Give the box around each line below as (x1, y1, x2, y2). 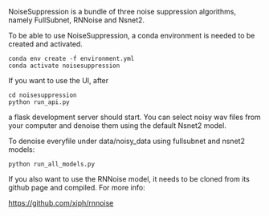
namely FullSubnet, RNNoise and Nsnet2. (8, 15, 145, 25)
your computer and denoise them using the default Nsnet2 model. (8, 121, 226, 130)
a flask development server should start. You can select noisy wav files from (8, 112, 261, 122)
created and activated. (8, 39, 83, 49)
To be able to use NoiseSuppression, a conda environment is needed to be (8, 31, 255, 40)
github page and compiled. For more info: (8, 183, 146, 192)
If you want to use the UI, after (8, 76, 109, 85)
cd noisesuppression (8, 91, 78, 99)
